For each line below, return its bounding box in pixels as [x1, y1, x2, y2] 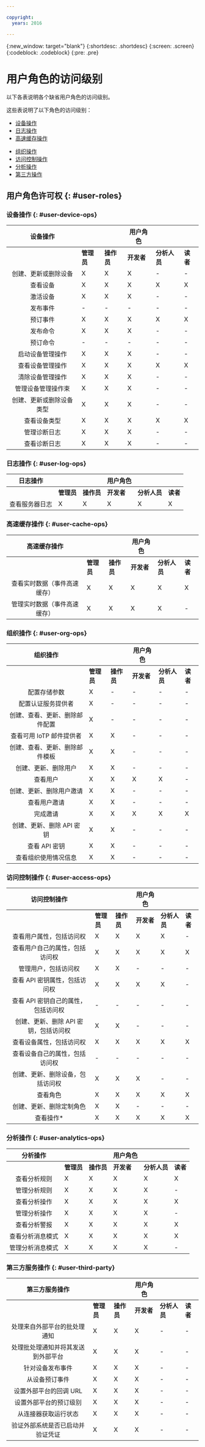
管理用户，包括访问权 [18, 964, 80, 973]
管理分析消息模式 [9, 1243, 59, 1252]
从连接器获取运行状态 [17, 1410, 79, 1418]
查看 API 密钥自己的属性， [12, 997, 87, 1005]
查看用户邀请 [27, 798, 65, 807]
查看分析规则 [15, 1174, 53, 1183]
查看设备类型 [24, 417, 61, 425]
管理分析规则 [15, 1186, 53, 1195]
